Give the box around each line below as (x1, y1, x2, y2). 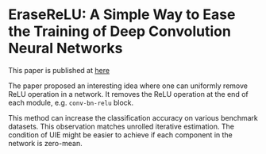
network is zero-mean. (8, 138, 83, 148)
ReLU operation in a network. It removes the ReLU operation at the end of (8, 89, 249, 98)
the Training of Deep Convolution (8, 22, 232, 40)
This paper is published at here (8, 65, 110, 75)
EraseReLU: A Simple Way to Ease (8, 6, 236, 24)
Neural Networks (8, 40, 123, 57)
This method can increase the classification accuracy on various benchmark (8, 113, 258, 122)
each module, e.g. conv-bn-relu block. (8, 98, 134, 107)
